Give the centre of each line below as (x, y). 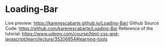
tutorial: (13, 33)
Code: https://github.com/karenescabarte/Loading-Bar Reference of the (79, 28)
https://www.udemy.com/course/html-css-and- (71, 33)
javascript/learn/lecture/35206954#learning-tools (57, 39)
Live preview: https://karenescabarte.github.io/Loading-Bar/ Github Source (82, 23)
